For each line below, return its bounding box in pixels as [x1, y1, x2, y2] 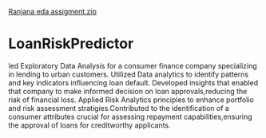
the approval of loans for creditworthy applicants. [8, 120, 171, 130]
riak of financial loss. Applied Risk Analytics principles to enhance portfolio [8, 95, 254, 104]
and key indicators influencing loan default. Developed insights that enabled [8, 77, 258, 87]
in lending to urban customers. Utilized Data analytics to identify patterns [8, 69, 249, 79]
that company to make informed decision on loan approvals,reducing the [8, 86, 248, 96]
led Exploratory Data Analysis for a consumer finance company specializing [8, 61, 257, 70]
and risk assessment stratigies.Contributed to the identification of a [8, 103, 230, 112]
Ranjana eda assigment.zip [8, 7, 97, 16]
